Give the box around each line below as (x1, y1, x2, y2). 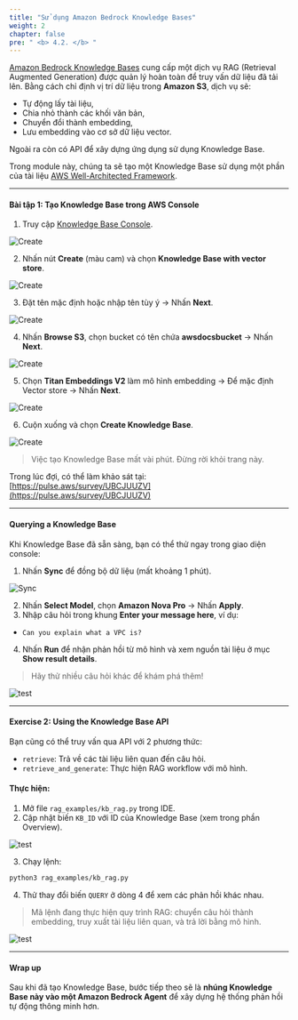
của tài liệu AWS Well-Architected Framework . (9, 171, 177, 181)
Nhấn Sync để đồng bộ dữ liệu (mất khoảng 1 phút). (21, 566, 212, 576)
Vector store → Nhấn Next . (21, 385, 122, 396)
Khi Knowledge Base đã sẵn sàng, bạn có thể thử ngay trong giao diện (9, 539, 266, 550)
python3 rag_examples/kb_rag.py (9, 873, 129, 883)
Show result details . (21, 653, 98, 663)
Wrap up (9, 962, 42, 973)
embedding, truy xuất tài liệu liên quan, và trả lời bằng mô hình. (30, 916, 262, 927)
